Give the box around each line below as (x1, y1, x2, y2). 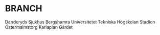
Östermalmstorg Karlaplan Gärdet (5, 24, 73, 30)
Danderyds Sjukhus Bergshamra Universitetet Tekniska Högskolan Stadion (5, 19, 156, 25)
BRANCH (5, 3, 43, 14)
